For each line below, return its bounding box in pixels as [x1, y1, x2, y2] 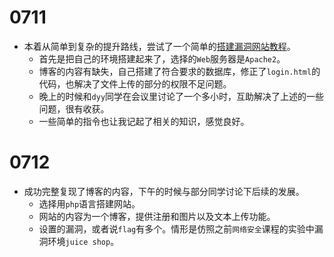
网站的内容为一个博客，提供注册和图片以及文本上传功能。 [38, 210, 276, 222]
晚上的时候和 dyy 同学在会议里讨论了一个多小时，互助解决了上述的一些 [38, 90, 325, 102]
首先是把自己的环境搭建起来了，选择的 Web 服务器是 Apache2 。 [38, 52, 286, 65]
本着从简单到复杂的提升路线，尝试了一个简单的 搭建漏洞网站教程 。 [23, 40, 296, 52]
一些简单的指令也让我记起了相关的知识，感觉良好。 [38, 115, 250, 127]
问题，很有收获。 [38, 102, 110, 115]
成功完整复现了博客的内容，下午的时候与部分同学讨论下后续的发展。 [23, 185, 305, 197]
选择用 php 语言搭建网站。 [38, 197, 141, 210]
